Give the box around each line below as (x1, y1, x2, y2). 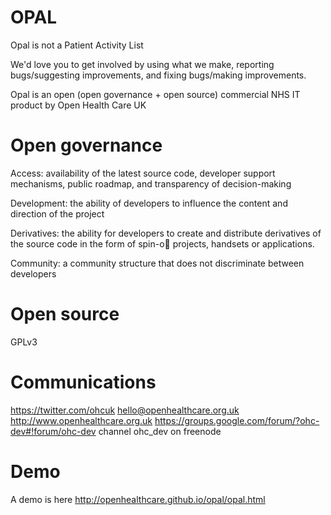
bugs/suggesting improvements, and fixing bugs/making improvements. (10, 69, 307, 81)
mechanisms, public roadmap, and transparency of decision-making (10, 177, 292, 190)
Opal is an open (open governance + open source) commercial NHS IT (10, 88, 301, 100)
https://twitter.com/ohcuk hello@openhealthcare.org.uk (10, 404, 240, 416)
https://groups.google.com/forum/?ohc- (154, 414, 320, 426)
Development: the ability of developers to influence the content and (10, 197, 288, 209)
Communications (10, 371, 157, 393)
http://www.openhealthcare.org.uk (10, 414, 153, 426)
